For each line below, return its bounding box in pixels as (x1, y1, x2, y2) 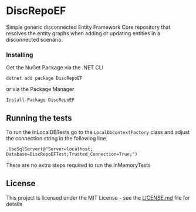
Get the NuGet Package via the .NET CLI (6, 64, 104, 71)
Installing (6, 51, 33, 59)
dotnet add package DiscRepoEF (6, 75, 83, 82)
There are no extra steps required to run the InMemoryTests (6, 161, 151, 169)
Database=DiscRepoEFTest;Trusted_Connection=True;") (6, 152, 138, 157)
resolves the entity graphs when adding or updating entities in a (6, 29, 160, 36)
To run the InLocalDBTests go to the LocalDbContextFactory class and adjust (6, 129, 190, 136)
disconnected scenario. (6, 36, 63, 43)
